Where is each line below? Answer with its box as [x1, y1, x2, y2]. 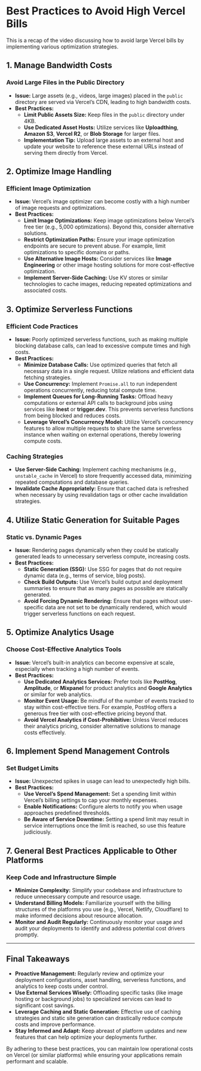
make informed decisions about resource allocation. [14, 912, 144, 919]
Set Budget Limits [6, 764, 59, 772]
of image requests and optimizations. [14, 205, 106, 212]
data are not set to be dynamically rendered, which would [44, 603, 187, 611]
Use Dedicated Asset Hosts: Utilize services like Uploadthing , [23, 124, 179, 131]
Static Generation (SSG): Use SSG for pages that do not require [23, 565, 182, 572]
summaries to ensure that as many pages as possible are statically [23, 584, 188, 591]
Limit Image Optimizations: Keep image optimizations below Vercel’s [23, 217, 194, 224]
